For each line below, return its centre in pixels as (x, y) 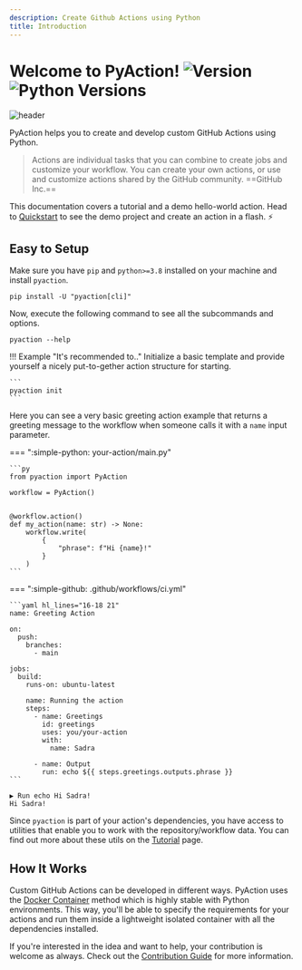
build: (30, 677)
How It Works (49, 868)
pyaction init (36, 391)
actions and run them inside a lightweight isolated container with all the (142, 919)
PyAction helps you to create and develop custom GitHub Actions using (143, 133)
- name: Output (62, 764)
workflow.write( (57, 533)
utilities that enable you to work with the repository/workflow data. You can (149, 830)
